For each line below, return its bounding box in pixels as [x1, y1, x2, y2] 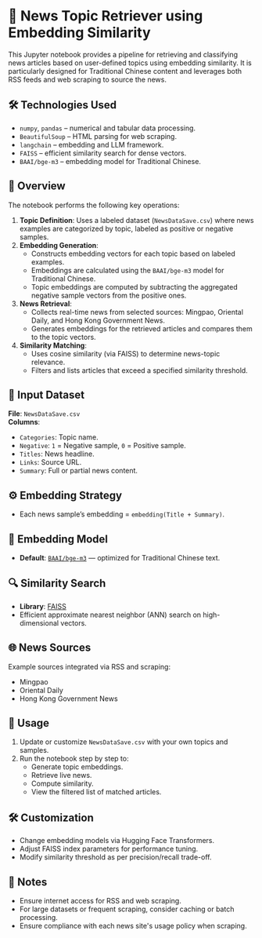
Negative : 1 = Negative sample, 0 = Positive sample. [19, 441, 186, 451]
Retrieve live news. [31, 771, 92, 780]
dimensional [19, 618, 59, 627]
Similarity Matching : [19, 341, 88, 350]
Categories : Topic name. [19, 433, 99, 442]
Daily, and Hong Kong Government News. [31, 316, 166, 325]
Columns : [8, 418, 41, 427]
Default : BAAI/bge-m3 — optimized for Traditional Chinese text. [19, 553, 221, 562]
